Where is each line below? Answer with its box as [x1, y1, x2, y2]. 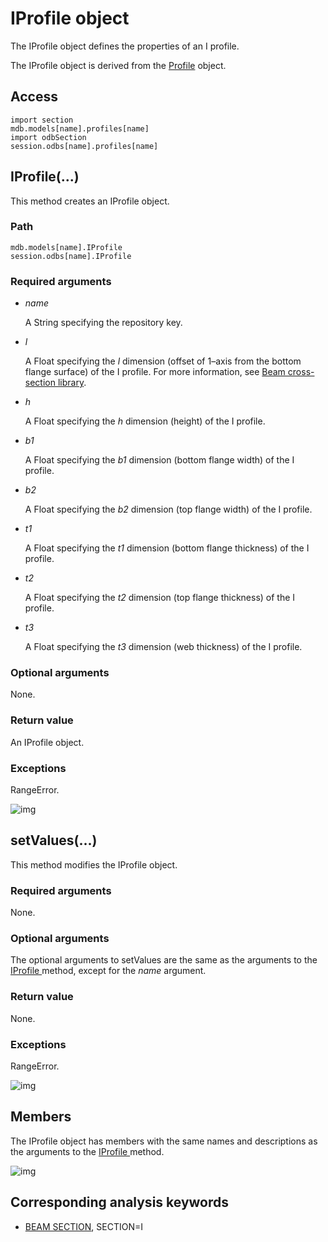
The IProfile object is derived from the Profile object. [10, 59, 227, 71]
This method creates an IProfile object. [10, 195, 170, 207]
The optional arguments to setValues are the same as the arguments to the [10, 954, 318, 966]
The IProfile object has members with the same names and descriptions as [10, 1135, 318, 1147]
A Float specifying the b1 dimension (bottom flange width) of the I [24, 454, 295, 466]
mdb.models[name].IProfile [10, 242, 123, 252]
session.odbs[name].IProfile [10, 251, 132, 261]
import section [10, 115, 74, 125]
